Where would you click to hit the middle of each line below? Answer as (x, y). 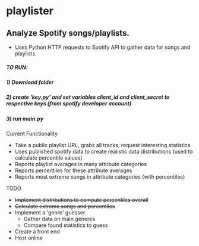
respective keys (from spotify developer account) (69, 104)
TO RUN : (17, 67)
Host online (29, 238)
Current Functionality (32, 134)
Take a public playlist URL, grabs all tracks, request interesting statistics (102, 145)
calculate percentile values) (48, 158)
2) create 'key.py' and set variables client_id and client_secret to (88, 97)
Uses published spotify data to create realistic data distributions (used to (104, 152)
